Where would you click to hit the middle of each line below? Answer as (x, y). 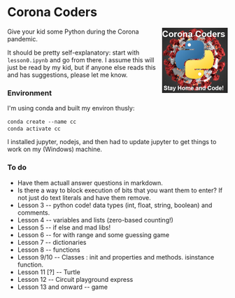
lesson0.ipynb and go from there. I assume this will (81, 59)
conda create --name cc (42, 122)
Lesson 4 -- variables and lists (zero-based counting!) (95, 220)
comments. (34, 212)
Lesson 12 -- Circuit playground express (75, 279)
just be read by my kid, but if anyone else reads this (81, 67)
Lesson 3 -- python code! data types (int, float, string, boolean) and (115, 205)
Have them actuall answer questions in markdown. (90, 183)
